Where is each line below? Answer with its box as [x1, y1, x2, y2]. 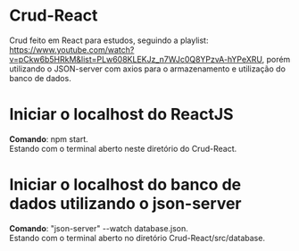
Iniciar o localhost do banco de [9, 175, 242, 195]
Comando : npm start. [9, 133, 89, 144]
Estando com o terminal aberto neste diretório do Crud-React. [9, 143, 237, 154]
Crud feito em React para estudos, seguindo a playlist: [9, 35, 209, 46]
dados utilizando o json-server [9, 194, 243, 214]
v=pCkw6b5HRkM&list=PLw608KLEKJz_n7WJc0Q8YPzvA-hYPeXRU [9, 54, 262, 64]
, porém [262, 54, 291, 64]
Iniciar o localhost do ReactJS [9, 105, 234, 125]
